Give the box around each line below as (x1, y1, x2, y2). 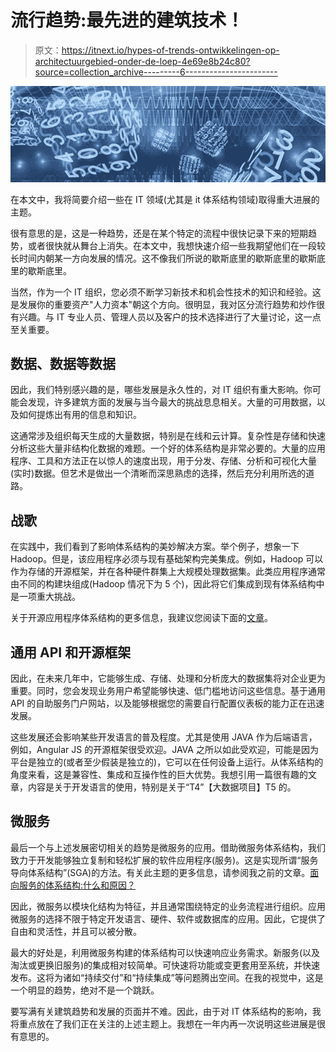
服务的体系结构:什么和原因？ (18, 879, 137, 891)
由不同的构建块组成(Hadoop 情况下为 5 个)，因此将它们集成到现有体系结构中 (10, 578, 325, 590)
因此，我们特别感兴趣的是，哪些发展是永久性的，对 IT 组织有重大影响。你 (10, 384, 313, 396)
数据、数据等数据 (10, 355, 116, 372)
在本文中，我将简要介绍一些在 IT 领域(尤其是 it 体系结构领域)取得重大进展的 (10, 193, 320, 205)
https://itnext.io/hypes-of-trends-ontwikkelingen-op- (61, 44, 280, 56)
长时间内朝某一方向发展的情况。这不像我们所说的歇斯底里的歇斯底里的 (10, 252, 300, 264)
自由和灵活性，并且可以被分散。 (10, 925, 142, 937)
